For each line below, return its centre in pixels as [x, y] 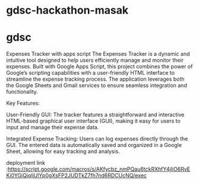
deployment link [26, 163]
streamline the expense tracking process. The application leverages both [95, 79]
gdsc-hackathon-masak [67, 10]
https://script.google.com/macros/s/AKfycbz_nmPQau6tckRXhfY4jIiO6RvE [99, 169]
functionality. [22, 92]
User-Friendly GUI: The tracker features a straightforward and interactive [95, 115]
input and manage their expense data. [53, 127]
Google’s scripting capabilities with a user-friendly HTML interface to [91, 73]
